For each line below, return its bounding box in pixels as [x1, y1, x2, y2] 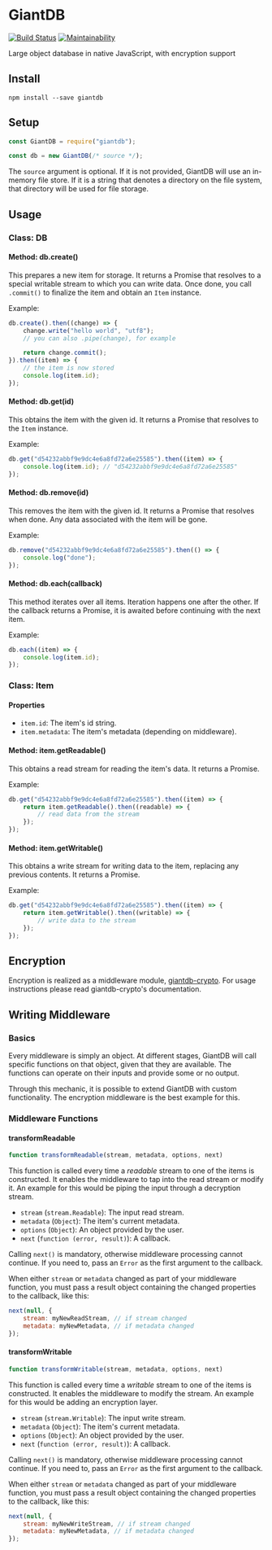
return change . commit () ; [23, 348, 107, 357]
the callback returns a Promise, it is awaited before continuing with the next [8, 605, 261, 615]
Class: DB [8, 232, 48, 243]
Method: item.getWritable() [8, 843, 103, 852]
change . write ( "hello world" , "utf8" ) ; [23, 326, 154, 335]
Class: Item [8, 680, 54, 691]
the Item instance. [8, 423, 69, 433]
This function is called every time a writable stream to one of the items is [8, 1380, 252, 1390]
